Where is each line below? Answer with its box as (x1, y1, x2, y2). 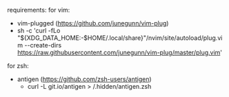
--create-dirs (23, 41, 62, 49)
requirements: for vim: (7, 6, 70, 14)
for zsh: (7, 62, 29, 69)
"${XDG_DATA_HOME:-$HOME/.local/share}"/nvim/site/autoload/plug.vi (17, 34, 223, 42)
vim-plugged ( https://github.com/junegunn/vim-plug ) (17, 19, 169, 27)
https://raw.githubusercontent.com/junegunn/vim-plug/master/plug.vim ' (17, 48, 223, 56)
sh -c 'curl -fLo (17, 27, 61, 34)
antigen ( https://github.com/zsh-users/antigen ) (17, 75, 152, 83)
